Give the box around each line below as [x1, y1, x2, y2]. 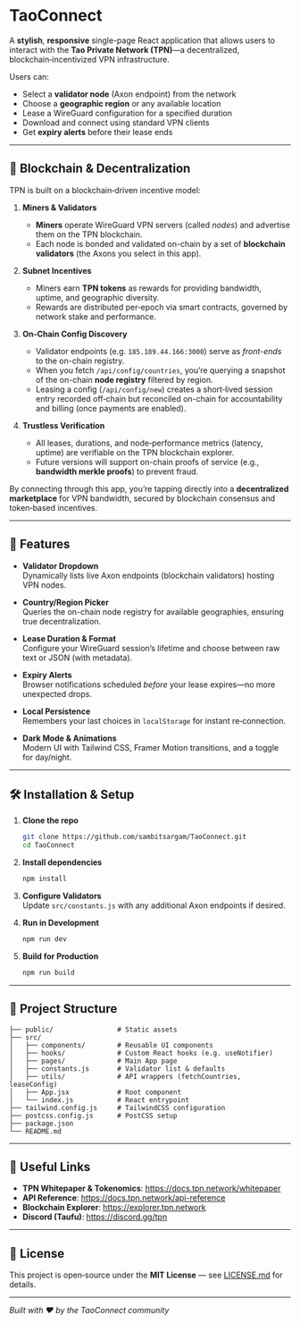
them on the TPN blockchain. [35, 229, 143, 240]
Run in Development [21, 918, 100, 928]
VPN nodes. [21, 579, 67, 590]
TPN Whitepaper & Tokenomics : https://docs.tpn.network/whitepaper [21, 1183, 281, 1194]
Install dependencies [21, 857, 103, 868]
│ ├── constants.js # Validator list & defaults [9, 1064, 226, 1074]
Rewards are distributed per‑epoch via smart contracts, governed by [35, 301, 288, 312]
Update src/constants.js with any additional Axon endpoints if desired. [21, 900, 286, 911]
